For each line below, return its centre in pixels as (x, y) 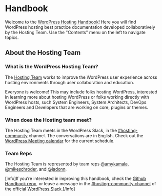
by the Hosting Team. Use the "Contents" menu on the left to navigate (75, 32)
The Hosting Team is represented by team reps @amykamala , (67, 164)
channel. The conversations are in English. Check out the (86, 135)
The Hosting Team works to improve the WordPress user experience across (81, 77)
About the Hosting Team (43, 53)
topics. (12, 37)
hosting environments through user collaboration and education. (70, 82)
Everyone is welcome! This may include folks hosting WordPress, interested (81, 92)
